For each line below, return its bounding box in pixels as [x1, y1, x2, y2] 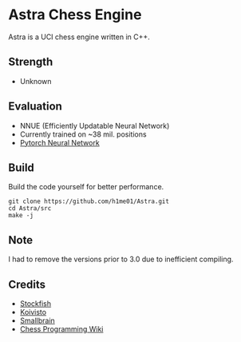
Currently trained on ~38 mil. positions [19, 129, 147, 139]
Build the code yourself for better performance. [8, 182, 164, 192]
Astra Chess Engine [8, 6, 142, 24]
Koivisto [19, 308, 46, 316]
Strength [8, 55, 53, 69]
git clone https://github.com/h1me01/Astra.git [8, 197, 170, 205]
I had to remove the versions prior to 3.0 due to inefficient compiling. [8, 254, 234, 264]
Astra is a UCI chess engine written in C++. [8, 32, 150, 42]
